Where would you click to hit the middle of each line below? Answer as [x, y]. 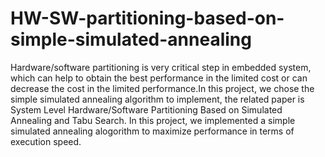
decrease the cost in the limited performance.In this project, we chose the [162, 88]
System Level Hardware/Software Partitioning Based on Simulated [146, 109]
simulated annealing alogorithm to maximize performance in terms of [152, 131]
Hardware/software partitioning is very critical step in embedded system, [161, 67]
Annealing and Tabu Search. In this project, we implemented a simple [153, 120]
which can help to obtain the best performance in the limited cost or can [159, 78]
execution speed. [46, 141]
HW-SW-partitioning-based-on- [147, 18]
